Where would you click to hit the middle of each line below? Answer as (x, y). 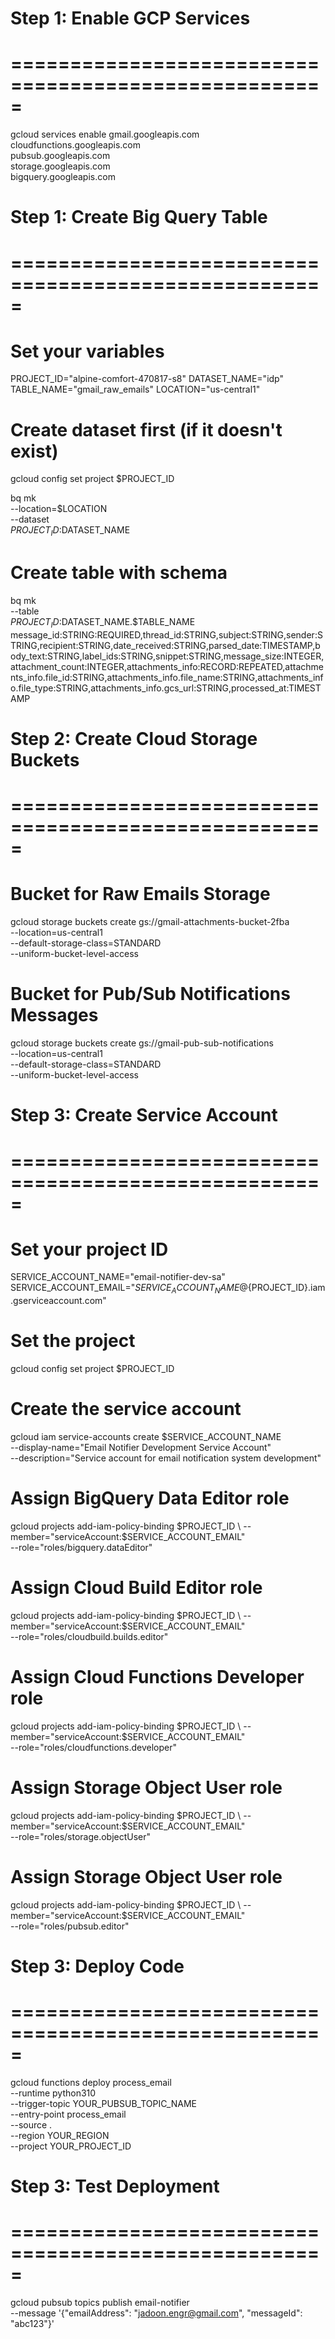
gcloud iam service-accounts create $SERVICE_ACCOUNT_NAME (146, 1437)
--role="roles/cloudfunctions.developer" (94, 1747)
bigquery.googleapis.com (63, 177)
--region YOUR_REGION (60, 2135)
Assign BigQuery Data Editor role (150, 1498)
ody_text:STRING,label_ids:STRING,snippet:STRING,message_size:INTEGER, (167, 656)
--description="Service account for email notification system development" (166, 1458)
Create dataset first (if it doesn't (146, 429)
